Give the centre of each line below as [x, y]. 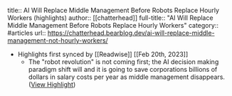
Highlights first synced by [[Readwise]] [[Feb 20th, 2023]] [103, 54]
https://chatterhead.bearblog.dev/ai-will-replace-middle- [131, 33]
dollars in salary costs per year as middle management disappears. [127, 77]
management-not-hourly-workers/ [58, 41]
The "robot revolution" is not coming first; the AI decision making [123, 62]
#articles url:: [27, 33]
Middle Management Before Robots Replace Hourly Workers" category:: [113, 25]
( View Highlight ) [52, 84]
